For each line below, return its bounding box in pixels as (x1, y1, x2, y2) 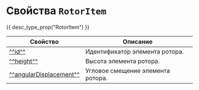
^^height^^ (9, 57, 38, 65)
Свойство (30, 37, 59, 45)
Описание (122, 37, 153, 45)
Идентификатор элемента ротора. (85, 47, 184, 55)
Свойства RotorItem (6, 4, 107, 18)
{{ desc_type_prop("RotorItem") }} (6, 24, 90, 31)
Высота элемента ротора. (85, 57, 160, 65)
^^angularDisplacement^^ (9, 70, 80, 78)
